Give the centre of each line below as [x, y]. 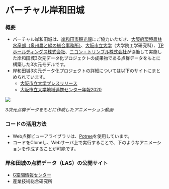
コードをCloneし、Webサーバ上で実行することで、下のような [76, 142]
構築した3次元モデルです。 [40, 65]
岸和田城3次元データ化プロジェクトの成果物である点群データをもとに [89, 58]
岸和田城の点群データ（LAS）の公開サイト [57, 163]
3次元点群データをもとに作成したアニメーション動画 [59, 110]
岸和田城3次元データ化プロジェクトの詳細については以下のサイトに [82, 71]
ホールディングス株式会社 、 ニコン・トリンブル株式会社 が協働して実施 [85, 52]
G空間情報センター [32, 175]
